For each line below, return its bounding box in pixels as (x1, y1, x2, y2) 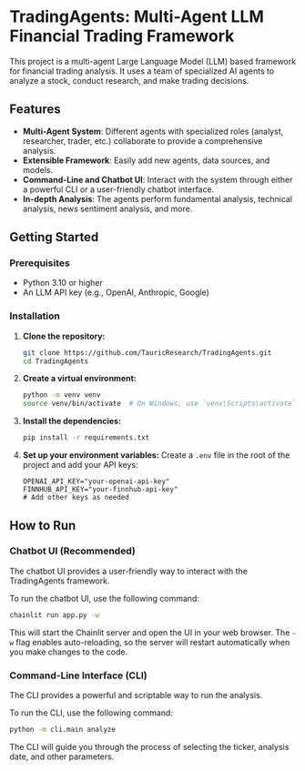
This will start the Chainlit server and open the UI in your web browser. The (9, 626, 290, 638)
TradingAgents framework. (9, 575, 110, 586)
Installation (9, 309, 61, 322)
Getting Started (9, 229, 99, 245)
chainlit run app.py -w (9, 610, 100, 620)
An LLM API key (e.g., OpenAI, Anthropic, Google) (22, 287, 209, 298)
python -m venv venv (22, 391, 101, 400)
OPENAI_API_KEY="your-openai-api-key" (22, 477, 170, 486)
